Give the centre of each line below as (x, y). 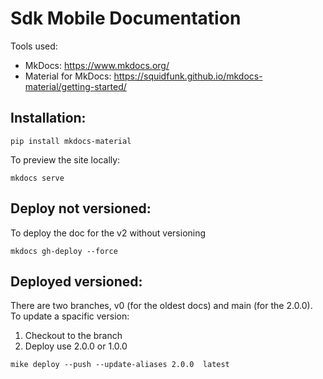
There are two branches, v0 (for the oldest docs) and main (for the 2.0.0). (161, 306)
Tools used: (34, 46)
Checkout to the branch (73, 336)
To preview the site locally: (65, 159)
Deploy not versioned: (81, 208)
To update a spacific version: (70, 316)
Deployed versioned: (76, 281)
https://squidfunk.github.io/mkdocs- (188, 76)
